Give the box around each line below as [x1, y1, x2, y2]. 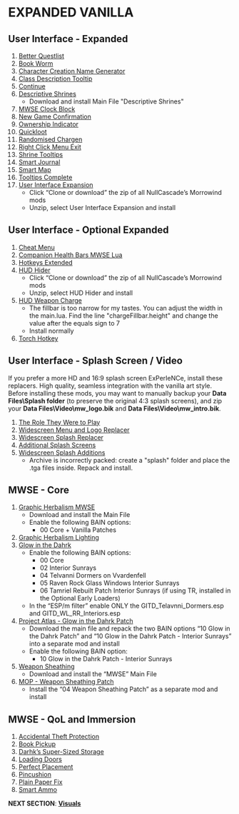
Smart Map [18, 166, 51, 174]
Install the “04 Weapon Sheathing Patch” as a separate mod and [29, 685, 218, 693]
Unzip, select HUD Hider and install [29, 288, 133, 297]
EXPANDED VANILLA [8, 4, 134, 21]
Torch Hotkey [18, 333, 59, 343]
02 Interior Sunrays [39, 563, 97, 572]
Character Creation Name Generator [18, 67, 126, 75]
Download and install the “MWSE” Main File [29, 670, 158, 678]
